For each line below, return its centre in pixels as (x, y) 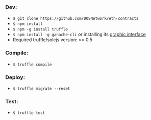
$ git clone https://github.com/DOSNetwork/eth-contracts (75, 19)
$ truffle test (29, 113)
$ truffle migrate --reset (41, 88)
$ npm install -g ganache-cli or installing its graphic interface (79, 35)
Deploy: (15, 77)
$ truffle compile (32, 65)
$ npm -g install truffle (40, 29)
